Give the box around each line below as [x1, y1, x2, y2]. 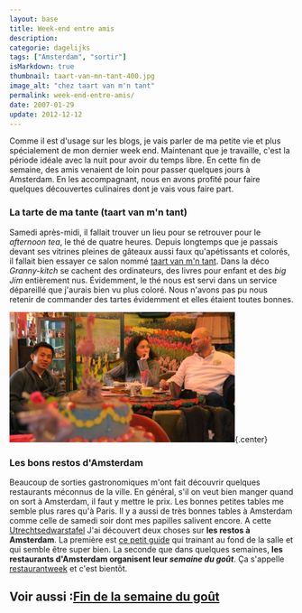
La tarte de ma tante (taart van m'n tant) [9, 206, 188, 218]
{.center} [234, 433, 269, 444]
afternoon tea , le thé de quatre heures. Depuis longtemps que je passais [9, 236, 279, 247]
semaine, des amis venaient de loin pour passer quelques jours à [9, 164, 251, 175]
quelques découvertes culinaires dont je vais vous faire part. [9, 183, 234, 194]
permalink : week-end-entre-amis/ [9, 90, 135, 99]
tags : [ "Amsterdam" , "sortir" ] [9, 52, 127, 62]
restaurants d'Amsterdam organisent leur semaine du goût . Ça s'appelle [9, 553, 285, 564]
